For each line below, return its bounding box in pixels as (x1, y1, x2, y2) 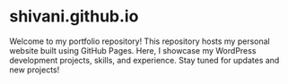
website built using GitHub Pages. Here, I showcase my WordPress (9, 45, 257, 55)
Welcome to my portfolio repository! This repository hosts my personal (9, 36, 271, 46)
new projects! (9, 64, 60, 75)
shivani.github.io (9, 6, 139, 27)
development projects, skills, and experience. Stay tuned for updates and (9, 55, 280, 65)
